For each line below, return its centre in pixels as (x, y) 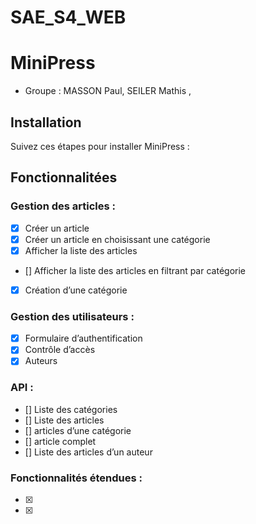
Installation (46, 122)
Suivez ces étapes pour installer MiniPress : (100, 146)
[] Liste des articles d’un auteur (88, 452)
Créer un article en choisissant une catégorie (117, 239)
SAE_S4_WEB (68, 17)
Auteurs (41, 361)
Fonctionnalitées (64, 177)
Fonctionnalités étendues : (76, 478)
